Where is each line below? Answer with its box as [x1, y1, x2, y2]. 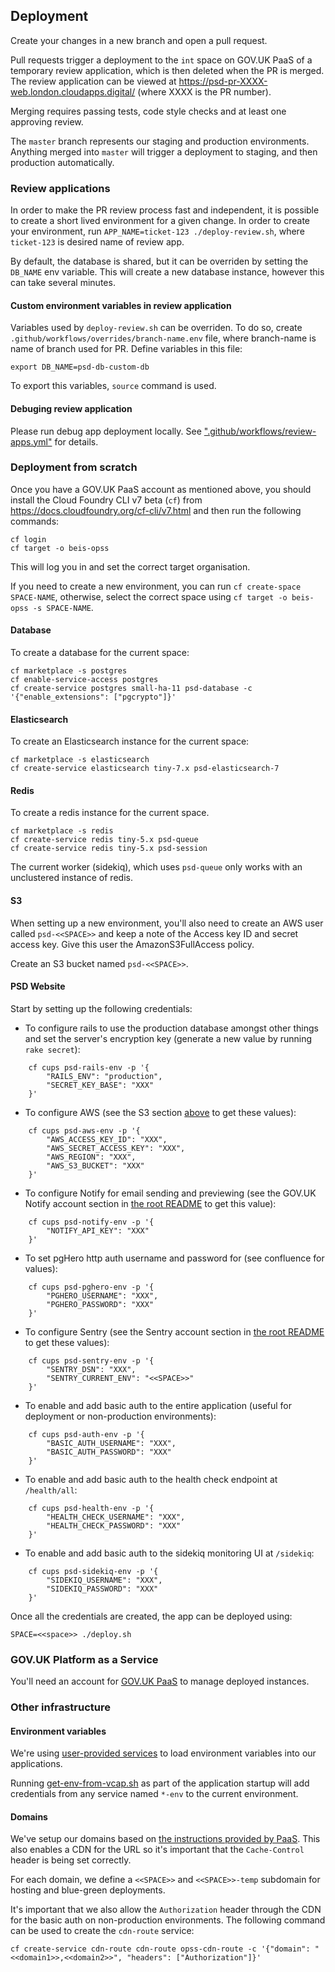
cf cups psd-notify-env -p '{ [28, 1217, 155, 1227]
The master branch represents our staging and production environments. [10, 135, 310, 147]
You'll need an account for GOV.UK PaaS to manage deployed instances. [10, 1675, 310, 1688]
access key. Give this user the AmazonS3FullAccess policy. [10, 938, 255, 950]
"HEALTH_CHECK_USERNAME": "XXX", [46, 1512, 186, 1522]
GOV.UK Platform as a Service [10, 1652, 159, 1666]
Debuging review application [10, 402, 133, 414]
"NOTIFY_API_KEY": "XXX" [46, 1225, 150, 1236]
